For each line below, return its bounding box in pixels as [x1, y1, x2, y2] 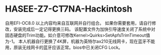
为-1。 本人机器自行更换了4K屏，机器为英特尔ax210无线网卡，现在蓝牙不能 [5, 38, 156, 44]
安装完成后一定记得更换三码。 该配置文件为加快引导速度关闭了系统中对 [13, 26, 156, 32]
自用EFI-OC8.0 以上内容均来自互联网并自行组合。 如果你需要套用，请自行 [5, 20, 152, 26]
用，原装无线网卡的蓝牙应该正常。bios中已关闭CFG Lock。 [5, 44, 123, 50]
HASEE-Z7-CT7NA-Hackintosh [5, 3, 132, 15]
